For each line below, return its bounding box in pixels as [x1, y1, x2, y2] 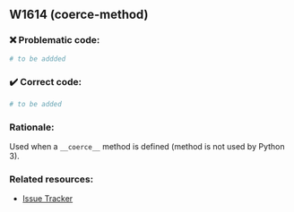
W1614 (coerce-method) [9, 7, 149, 22]
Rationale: [9, 121, 55, 133]
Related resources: [9, 173, 94, 185]
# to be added [9, 99, 63, 108]
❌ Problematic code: [9, 34, 100, 47]
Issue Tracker [22, 193, 73, 204]
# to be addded [9, 54, 66, 64]
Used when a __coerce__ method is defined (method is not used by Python [9, 141, 285, 152]
